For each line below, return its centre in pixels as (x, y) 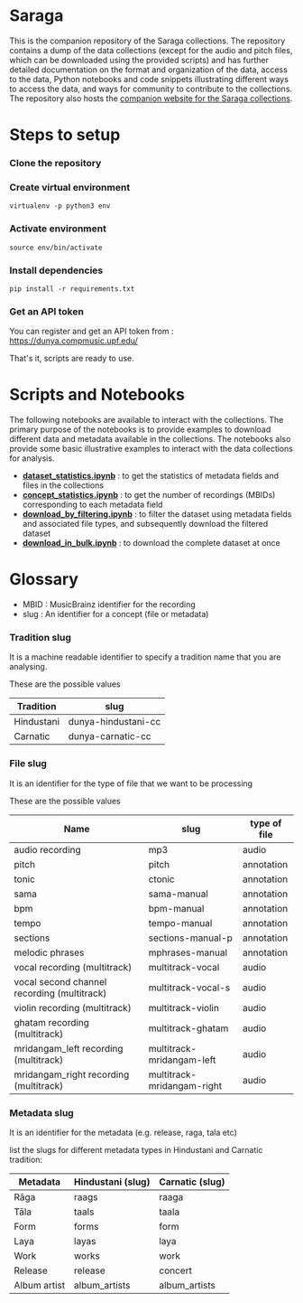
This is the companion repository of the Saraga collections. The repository (147, 41)
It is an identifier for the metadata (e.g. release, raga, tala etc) (123, 1132)
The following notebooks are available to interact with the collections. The (147, 420)
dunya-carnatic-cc (110, 736)
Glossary (44, 580)
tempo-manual (180, 923)
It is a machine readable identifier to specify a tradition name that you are (145, 657)
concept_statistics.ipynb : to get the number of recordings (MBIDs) (149, 495)
